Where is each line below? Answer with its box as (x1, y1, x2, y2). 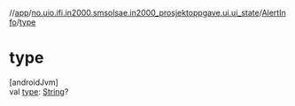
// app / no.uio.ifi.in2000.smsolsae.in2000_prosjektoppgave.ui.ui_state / (9, 8, 263, 18)
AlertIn (261, 8, 286, 18)
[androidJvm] (9, 77, 59, 87)
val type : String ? (9, 86, 69, 96)
